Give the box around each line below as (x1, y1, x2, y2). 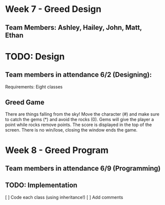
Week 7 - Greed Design (5, 3, 102, 15)
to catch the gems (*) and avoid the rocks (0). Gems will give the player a (5, 117, 154, 123)
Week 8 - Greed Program (5, 144, 109, 156)
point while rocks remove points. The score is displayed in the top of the (5, 122, 152, 128)
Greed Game (5, 98, 44, 106)
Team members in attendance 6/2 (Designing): (5, 70, 152, 79)
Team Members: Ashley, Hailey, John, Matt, (5, 23, 142, 32)
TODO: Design (5, 51, 65, 62)
